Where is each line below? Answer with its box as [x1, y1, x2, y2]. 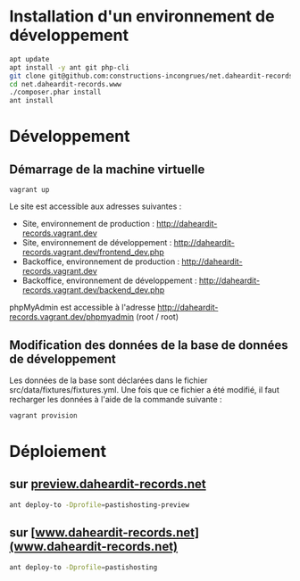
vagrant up [9, 186, 50, 195]
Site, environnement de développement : [21, 237, 172, 248]
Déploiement [9, 442, 107, 461]
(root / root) [136, 311, 179, 322]
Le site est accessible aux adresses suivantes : [9, 201, 182, 212]
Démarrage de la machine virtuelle [9, 162, 205, 177]
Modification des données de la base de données [9, 337, 288, 353]
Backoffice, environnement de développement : [21, 275, 197, 286]
